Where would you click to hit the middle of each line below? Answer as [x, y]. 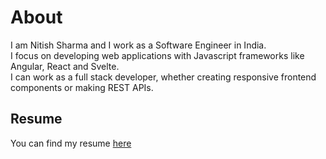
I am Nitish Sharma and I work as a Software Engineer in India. [138, 45]
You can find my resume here [71, 143]
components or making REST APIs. [82, 87]
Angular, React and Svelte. [65, 66]
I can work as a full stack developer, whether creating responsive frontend [163, 77]
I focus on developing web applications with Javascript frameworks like [157, 55]
